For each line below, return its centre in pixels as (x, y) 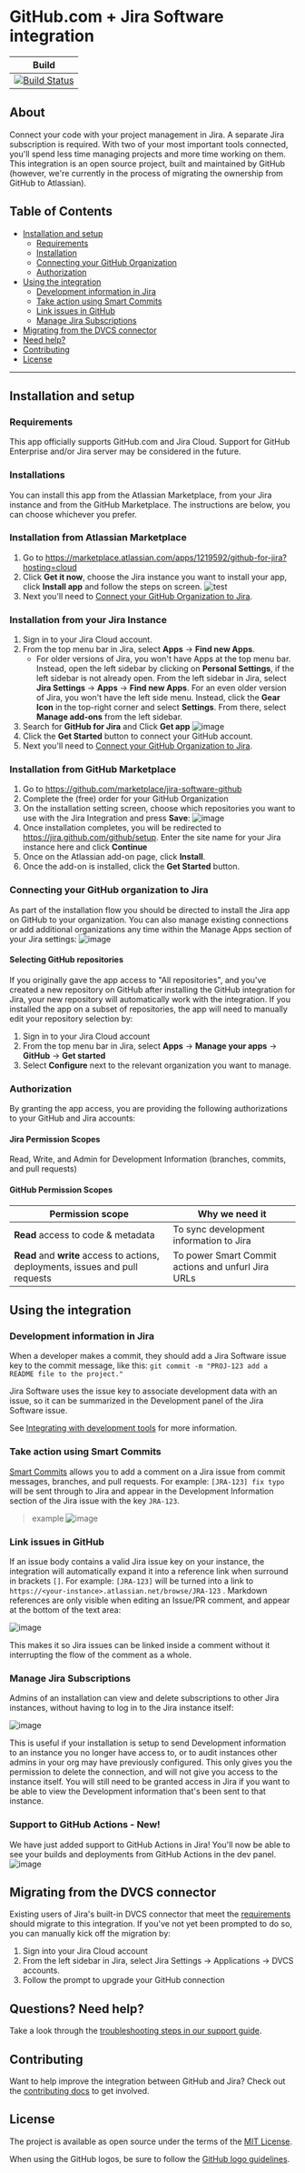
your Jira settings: (43, 939)
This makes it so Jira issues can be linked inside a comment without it (140, 1645)
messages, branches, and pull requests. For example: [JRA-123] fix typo (147, 1481)
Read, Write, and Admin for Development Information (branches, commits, (148, 1159)
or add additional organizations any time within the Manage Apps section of (151, 929)
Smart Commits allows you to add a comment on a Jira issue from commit (148, 1472)
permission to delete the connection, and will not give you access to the (144, 1772)
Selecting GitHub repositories (67, 960)
